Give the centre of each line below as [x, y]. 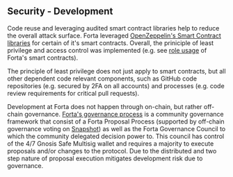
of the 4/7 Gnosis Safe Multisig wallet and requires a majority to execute [111, 143]
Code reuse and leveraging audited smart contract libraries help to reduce [113, 28]
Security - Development [60, 11]
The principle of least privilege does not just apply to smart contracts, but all [116, 71]
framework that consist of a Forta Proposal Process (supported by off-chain [116, 121]
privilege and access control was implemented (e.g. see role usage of [107, 50]
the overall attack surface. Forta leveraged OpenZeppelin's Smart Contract [114, 35]
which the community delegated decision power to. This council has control [116, 136]
